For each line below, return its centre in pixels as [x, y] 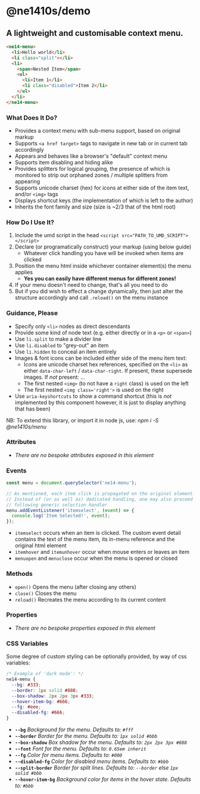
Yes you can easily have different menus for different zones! [100, 278]
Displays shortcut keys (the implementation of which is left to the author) [104, 200]
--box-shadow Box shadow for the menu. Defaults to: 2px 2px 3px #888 [101, 742]
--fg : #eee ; [26, 707]
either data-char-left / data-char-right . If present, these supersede [108, 370]
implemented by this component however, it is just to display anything [100, 402]
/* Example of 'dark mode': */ [45, 674]
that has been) [32, 409]
